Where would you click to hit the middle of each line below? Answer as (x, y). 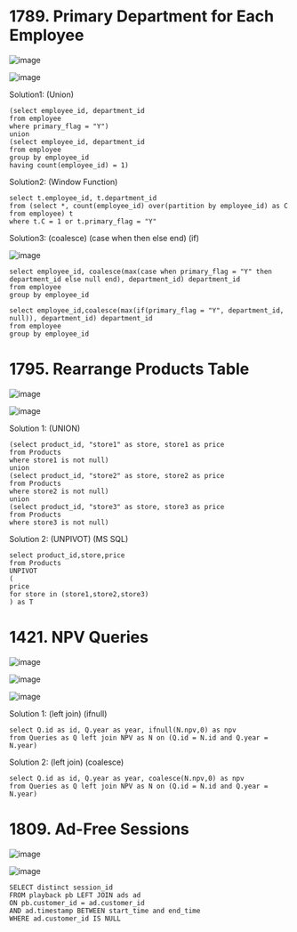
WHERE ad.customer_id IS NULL (65, 919)
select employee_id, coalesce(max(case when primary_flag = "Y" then (141, 271)
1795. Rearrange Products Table (129, 369)
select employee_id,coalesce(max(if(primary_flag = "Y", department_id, (147, 310)
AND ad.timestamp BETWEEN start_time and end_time (105, 911)
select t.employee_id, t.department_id (83, 198)
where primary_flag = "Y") (59, 126)
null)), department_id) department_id (81, 318)
